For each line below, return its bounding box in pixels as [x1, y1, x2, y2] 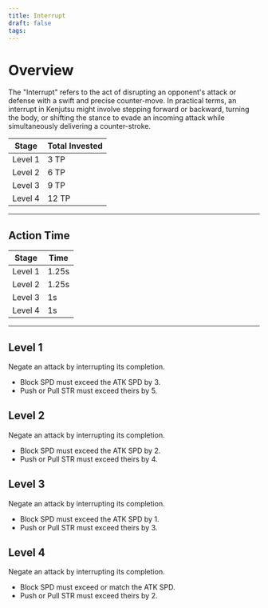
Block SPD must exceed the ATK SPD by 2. [19, 446, 161, 455]
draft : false [8, 19, 52, 27]
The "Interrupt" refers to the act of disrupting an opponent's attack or [8, 87, 237, 97]
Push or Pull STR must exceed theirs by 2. [19, 591, 158, 601]
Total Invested [47, 141, 104, 152]
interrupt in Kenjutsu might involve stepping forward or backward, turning [8, 105, 250, 114]
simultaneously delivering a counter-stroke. [8, 122, 152, 131]
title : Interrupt [8, 11, 66, 20]
